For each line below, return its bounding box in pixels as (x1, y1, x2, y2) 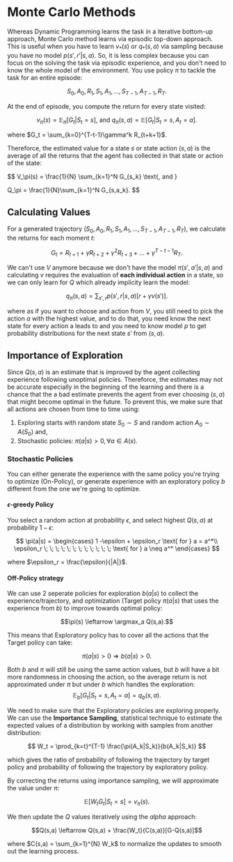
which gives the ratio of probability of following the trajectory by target (7, 755, 210, 764)
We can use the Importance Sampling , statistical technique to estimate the (7, 714, 223, 722)
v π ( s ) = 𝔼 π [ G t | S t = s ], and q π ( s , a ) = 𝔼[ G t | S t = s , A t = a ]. (36, 116, 198, 125)
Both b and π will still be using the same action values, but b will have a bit (7, 665, 220, 674)
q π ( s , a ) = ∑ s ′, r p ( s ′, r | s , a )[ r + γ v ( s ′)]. (65, 292, 168, 302)
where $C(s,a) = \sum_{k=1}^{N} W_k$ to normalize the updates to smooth (7, 839, 222, 847)
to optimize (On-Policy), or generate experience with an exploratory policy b (7, 477, 225, 485)
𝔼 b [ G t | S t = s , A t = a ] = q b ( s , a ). (72, 691, 161, 701)
